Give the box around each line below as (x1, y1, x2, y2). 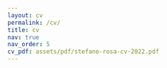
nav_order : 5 (7, 41, 50, 48)
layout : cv (7, 11, 43, 20)
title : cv (7, 26, 40, 34)
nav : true (7, 33, 40, 41)
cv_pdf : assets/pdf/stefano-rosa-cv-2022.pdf (7, 48, 159, 55)
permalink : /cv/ (7, 19, 61, 27)
